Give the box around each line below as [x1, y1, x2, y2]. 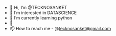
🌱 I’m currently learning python [9, 15, 72, 20]
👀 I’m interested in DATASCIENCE [9, 10, 77, 16]
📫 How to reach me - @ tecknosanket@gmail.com [9, 26, 111, 31]
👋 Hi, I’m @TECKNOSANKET [9, 5, 67, 10]
